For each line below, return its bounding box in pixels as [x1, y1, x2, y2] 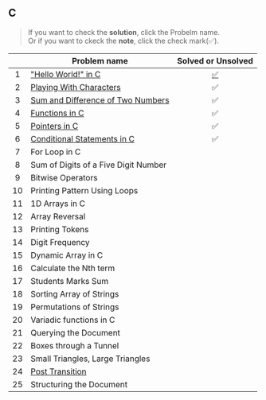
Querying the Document [30, 327, 121, 338]
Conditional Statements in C [30, 133, 135, 144]
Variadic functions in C [30, 314, 115, 325]
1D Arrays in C [30, 198, 86, 209]
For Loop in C [30, 146, 81, 157]
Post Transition [30, 366, 87, 377]
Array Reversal [30, 211, 86, 222]
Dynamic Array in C [30, 250, 104, 261]
